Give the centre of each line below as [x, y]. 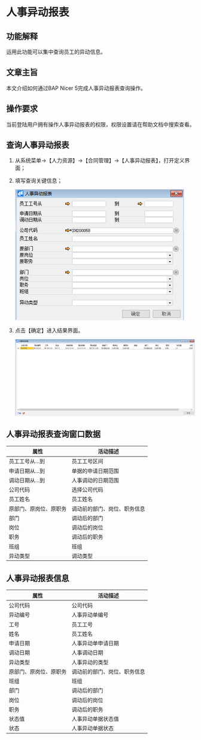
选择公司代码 [87, 490]
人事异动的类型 [90, 662]
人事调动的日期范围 [95, 480]
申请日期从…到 [27, 470]
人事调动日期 [87, 653]
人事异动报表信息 [38, 578]
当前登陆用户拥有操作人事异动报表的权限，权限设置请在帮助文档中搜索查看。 [100, 124]
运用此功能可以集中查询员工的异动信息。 [56, 52]
